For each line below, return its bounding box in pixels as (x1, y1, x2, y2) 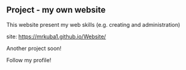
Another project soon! (6, 44, 62, 52)
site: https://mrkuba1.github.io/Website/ (6, 33, 106, 40)
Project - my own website (6, 5, 106, 15)
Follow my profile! (6, 56, 52, 63)
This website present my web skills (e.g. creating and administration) (6, 21, 180, 28)
